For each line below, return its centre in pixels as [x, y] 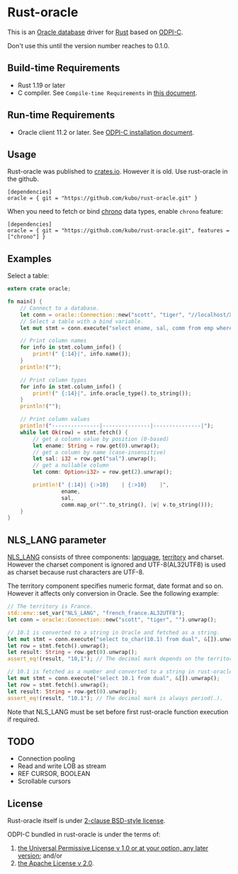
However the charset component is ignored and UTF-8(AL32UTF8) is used [117, 564]
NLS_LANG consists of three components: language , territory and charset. [116, 557]
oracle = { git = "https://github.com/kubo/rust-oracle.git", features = [119, 231]
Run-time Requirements [61, 115]
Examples [29, 259]
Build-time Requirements [64, 68]
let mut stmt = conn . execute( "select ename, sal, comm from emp [117, 328]
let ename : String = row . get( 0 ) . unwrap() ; [96, 446]
